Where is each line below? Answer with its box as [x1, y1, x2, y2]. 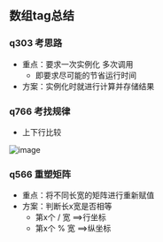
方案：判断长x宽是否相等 [21, 201, 113, 212]
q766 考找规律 [9, 105, 71, 117]
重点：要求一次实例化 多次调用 [21, 58, 134, 69]
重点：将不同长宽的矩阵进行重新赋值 [21, 190, 155, 200]
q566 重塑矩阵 [9, 168, 72, 180]
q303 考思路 [9, 37, 63, 49]
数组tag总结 [9, 8, 75, 24]
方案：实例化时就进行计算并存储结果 [21, 80, 155, 91]
